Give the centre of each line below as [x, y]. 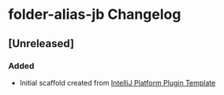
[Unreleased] [41, 44]
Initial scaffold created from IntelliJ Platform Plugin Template [118, 82]
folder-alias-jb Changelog [95, 15]
